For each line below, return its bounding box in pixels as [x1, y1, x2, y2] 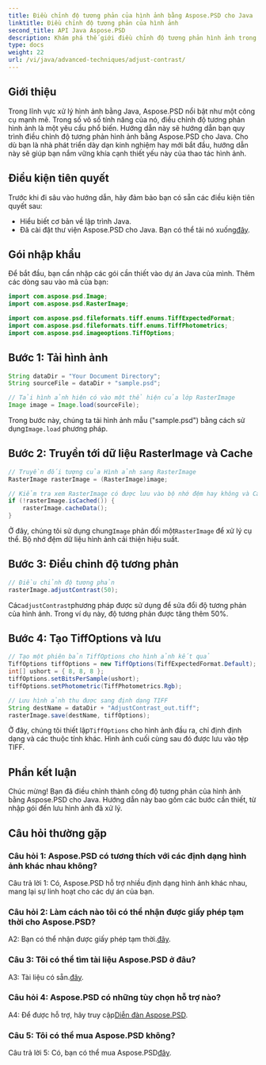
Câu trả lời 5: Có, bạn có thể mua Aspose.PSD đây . [8, 1048, 172, 1058]
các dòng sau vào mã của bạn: [8, 277, 109, 286]
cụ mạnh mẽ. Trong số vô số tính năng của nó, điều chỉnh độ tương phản [8, 114, 245, 124]
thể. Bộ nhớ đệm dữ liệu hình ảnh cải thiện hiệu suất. [8, 535, 180, 544]
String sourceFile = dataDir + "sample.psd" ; [8, 379, 161, 387]
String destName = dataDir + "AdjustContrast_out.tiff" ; [8, 704, 200, 712]
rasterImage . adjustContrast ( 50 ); [8, 586, 119, 594]
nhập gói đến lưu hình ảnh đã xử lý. [8, 803, 123, 813]
